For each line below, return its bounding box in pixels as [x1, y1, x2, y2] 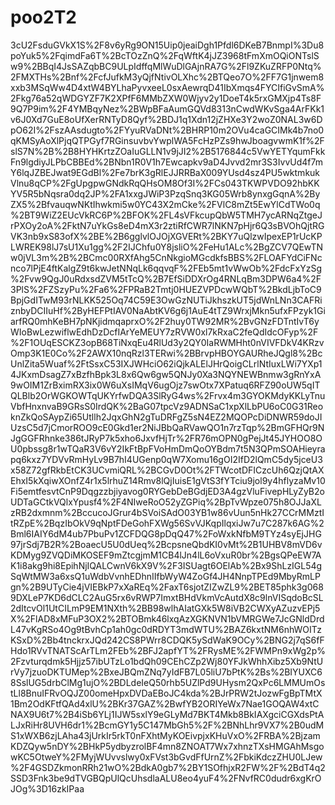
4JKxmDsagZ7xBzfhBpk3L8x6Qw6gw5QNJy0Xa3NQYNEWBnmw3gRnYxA [10, 368, 322, 380]
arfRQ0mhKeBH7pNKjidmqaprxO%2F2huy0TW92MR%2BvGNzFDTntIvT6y [10, 315, 320, 327]
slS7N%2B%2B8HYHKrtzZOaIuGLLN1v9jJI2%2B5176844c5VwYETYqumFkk [10, 145, 326, 157]
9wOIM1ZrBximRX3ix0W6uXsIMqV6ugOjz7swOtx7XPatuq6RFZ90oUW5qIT [10, 379, 321, 391]
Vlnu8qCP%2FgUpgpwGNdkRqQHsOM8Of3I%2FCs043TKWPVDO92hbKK [10, 177, 320, 189]
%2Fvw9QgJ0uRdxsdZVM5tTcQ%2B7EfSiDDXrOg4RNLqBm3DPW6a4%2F [10, 272, 322, 285]
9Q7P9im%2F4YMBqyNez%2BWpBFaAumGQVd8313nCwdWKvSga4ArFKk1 [10, 102, 325, 115]
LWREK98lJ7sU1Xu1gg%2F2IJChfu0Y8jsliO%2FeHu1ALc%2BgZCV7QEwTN [10, 241, 324, 253]
